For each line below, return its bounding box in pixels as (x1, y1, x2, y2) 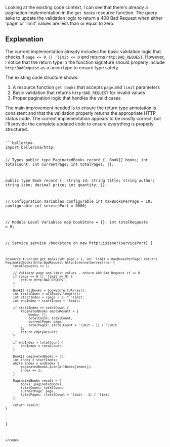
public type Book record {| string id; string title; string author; (5, 178, 155, 184)
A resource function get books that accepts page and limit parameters (12, 84, 160, 90)
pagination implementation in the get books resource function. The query (5, 10, 158, 16)
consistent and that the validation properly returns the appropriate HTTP (5, 110, 156, 116)
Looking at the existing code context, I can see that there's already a (5, 5, 148, 10)
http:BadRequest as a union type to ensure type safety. (5, 64, 119, 70)
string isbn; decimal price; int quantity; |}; (5, 183, 108, 188)
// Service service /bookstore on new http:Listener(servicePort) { (5, 240, 153, 246)
